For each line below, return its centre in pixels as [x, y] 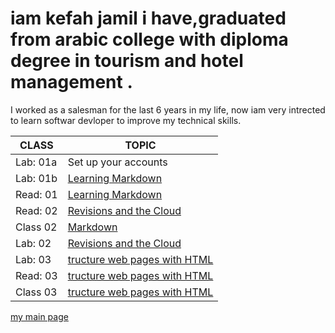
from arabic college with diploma [149, 39]
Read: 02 [36, 210]
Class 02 [36, 227]
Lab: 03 [33, 259]
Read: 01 [36, 194]
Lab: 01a [36, 162]
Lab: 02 [33, 243]
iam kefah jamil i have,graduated [148, 18]
